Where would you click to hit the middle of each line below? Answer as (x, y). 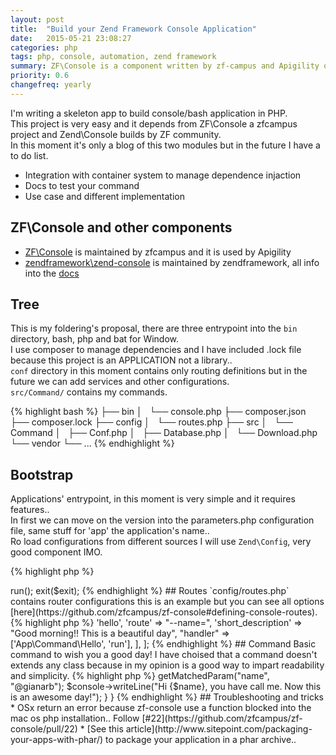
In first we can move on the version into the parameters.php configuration (162, 520)
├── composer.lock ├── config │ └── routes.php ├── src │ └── (151, 422)
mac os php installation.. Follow (75, 718)
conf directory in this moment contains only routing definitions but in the (159, 371)
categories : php (44, 47)
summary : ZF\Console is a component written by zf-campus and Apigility (165, 66)
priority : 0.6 (40, 76)
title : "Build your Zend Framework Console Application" (133, 29)
